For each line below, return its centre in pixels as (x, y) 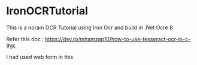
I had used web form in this (40, 57)
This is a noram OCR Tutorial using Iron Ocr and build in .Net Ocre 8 (90, 27)
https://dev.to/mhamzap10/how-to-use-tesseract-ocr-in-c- (118, 39)
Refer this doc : (25, 39)
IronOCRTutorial (47, 11)
